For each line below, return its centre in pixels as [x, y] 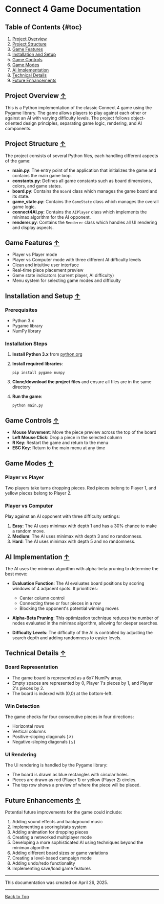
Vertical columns [29, 731]
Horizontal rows [28, 726]
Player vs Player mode [35, 255]
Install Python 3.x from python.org [47, 354]
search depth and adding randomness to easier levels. [67, 638]
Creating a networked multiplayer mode [52, 837]
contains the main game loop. [42, 175]
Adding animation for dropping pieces [50, 832]
